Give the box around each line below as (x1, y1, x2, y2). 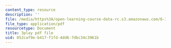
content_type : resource (5, 7, 56, 12)
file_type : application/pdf (5, 21, 65, 26)
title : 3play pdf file (5, 30, 53, 35)
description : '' (5, 12, 40, 17)
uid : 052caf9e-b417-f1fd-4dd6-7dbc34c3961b (5, 35, 99, 40)
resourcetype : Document (5, 26, 56, 31)
